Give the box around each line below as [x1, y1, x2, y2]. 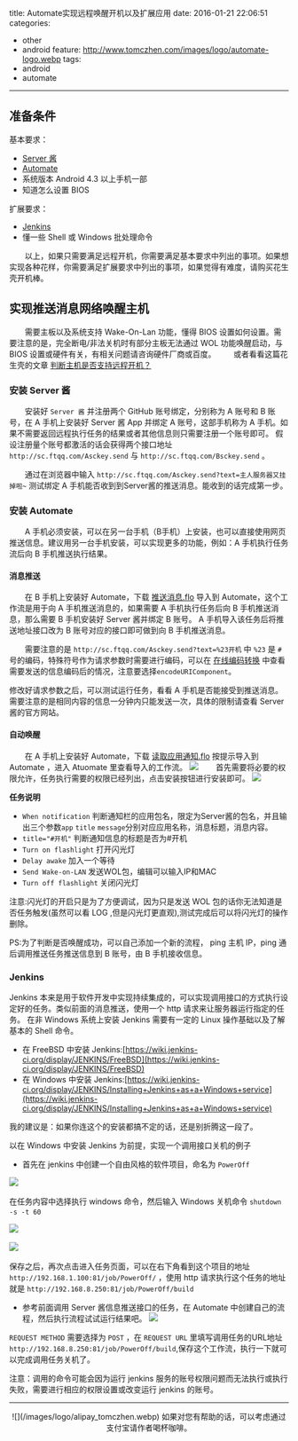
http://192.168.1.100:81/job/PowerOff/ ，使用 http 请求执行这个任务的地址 [9, 1272, 286, 1282]
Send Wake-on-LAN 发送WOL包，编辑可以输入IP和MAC [21, 866, 217, 877]
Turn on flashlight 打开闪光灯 [21, 844, 136, 854]
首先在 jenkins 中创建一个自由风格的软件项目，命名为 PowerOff [21, 1159, 250, 1169]
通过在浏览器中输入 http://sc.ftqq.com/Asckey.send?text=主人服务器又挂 [24, 469, 286, 479]
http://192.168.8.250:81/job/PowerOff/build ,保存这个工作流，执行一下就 [9, 1343, 279, 1353]
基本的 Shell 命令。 [9, 1025, 79, 1035]
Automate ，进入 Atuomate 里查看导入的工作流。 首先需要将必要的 [9, 761, 278, 772]
